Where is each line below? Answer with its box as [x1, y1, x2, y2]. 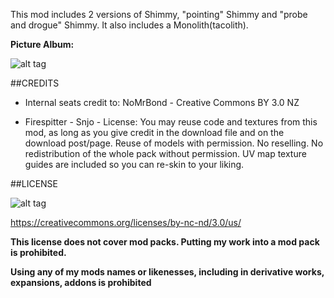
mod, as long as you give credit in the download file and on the [24, 127, 285, 138]
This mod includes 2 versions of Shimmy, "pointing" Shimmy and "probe [10, 9, 308, 20]
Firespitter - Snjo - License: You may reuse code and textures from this [24, 116, 318, 128]
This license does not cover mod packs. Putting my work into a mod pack [10, 236, 320, 248]
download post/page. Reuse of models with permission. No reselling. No [24, 137, 324, 149]
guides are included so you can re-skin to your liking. [24, 159, 245, 170]
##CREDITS [10, 77, 60, 89]
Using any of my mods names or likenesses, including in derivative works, [10, 266, 325, 278]
